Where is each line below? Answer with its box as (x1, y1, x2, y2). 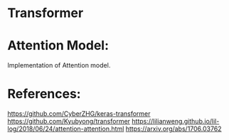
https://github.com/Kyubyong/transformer (7, 117, 130, 126)
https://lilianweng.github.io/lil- (131, 117, 220, 126)
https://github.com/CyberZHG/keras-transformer (7, 109, 151, 118)
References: (7, 86, 81, 102)
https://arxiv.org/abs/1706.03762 (125, 124, 222, 133)
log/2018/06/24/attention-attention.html (7, 124, 124, 133)
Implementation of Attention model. (7, 61, 111, 70)
